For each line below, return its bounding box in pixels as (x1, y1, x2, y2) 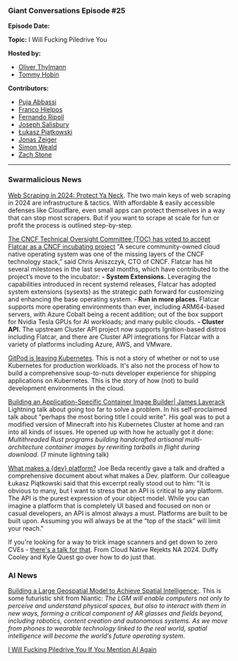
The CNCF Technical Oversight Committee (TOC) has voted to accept (8, 234, 210, 243)
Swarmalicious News (8, 175, 82, 185)
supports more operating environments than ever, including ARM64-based (8, 302, 225, 311)
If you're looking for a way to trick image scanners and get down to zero (8, 537, 218, 546)
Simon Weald (18, 143, 57, 151)
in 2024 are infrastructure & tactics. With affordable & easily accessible (8, 198, 215, 207)
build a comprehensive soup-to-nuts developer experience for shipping (8, 369, 216, 377)
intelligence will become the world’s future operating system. (8, 631, 186, 640)
